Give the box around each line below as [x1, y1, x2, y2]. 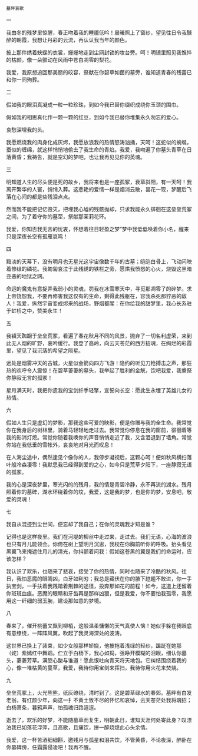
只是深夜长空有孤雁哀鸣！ [6, 233, 68, 240]
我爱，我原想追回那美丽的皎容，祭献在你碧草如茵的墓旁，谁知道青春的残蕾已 [6, 69, 192, 75]
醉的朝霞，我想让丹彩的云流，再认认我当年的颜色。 [6, 37, 130, 43]
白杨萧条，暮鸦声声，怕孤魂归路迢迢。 [6, 704, 99, 711]
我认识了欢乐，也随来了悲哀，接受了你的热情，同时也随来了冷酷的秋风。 [6, 568, 181, 575]
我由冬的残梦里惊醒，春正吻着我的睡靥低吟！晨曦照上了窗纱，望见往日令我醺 [6, 29, 192, 36]
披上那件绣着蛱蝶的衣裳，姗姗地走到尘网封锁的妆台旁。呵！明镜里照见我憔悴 [6, 49, 192, 56]
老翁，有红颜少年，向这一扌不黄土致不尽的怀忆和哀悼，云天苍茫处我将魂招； [6, 697, 192, 704]
